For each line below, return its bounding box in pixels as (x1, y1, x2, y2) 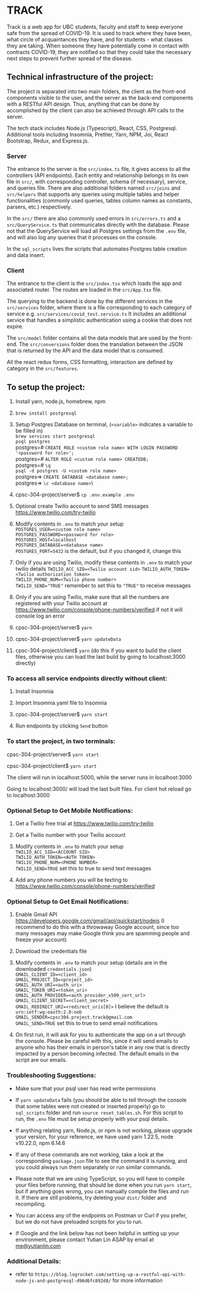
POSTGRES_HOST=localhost (15, 537, 77, 543)
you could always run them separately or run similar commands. (15, 1163, 172, 1171)
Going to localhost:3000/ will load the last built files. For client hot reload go (7, 785, 192, 792)
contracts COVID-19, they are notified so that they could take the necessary (7, 48, 191, 55)
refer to (15, 1270, 34, 1278)
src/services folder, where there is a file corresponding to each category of (7, 304, 192, 311)
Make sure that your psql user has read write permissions (15, 1085, 156, 1092)
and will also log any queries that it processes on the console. (7, 234, 158, 241)
